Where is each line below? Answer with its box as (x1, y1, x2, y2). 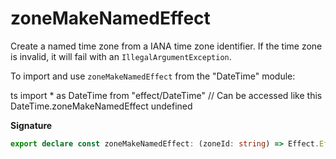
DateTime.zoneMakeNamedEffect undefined (10, 100, 193, 112)
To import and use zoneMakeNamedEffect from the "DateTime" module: (10, 70, 296, 82)
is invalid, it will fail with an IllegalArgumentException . (10, 50, 232, 62)
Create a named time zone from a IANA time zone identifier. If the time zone (10, 40, 323, 52)
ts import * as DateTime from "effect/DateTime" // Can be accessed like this (10, 89, 323, 101)
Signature (10, 119, 53, 131)
